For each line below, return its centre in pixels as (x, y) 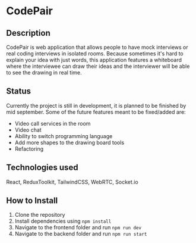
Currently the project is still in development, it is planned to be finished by (96, 105)
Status (19, 91)
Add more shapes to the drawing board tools (69, 142)
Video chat (28, 130)
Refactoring (29, 149)
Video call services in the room (53, 123)
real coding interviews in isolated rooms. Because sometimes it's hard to (95, 54)
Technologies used (42, 168)
